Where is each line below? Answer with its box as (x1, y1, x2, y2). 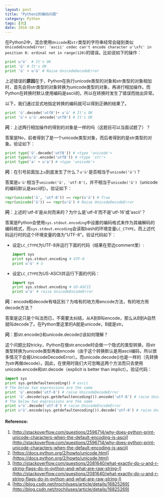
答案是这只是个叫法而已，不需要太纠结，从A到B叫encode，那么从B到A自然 (5, 315, 156, 321)
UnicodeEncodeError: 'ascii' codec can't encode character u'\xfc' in (5, 45, 152, 50)
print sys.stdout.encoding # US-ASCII (12, 285, 91, 290)
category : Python (5, 16, 41, 21)
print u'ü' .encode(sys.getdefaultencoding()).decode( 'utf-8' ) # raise (5, 408, 152, 413)
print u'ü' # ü (12, 261, 43, 266)
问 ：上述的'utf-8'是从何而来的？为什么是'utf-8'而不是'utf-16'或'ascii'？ (5, 209, 146, 215)
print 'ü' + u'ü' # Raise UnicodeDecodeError (5, 68, 99, 73)
